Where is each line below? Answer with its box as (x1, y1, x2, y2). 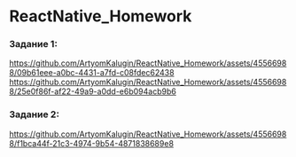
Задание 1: (9, 38, 58, 51)
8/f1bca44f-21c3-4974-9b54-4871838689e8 (9, 137, 175, 148)
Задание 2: (9, 108, 60, 121)
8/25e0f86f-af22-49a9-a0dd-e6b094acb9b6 (9, 86, 177, 97)
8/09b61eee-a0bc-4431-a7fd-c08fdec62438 (9, 67, 175, 78)
